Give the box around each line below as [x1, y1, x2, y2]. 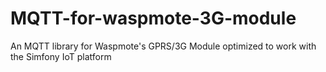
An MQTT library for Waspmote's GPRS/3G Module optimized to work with [10, 40, 317, 52]
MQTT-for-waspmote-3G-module [10, 7, 297, 30]
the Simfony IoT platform [10, 50, 112, 62]
